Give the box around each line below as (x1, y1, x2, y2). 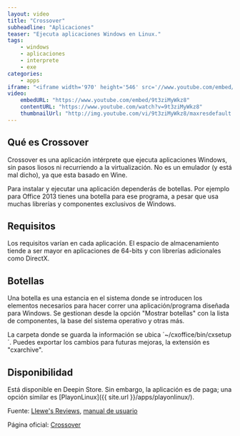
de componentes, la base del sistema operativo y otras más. (7, 317, 185, 325)
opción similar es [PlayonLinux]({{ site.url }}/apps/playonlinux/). (7, 393, 195, 401)
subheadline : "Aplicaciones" (7, 24, 94, 31)
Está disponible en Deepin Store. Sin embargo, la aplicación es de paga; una (7, 385, 232, 393)
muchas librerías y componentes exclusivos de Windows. (7, 199, 176, 208)
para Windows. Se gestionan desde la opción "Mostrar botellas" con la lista (7, 309, 229, 318)
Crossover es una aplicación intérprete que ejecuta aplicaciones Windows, (7, 155, 227, 164)
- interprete (20, 57, 59, 64)
